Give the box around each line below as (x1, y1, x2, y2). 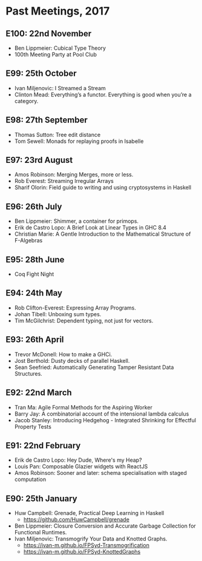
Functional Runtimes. (14, 529, 67, 536)
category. (14, 97, 39, 104)
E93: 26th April (5, 334, 64, 345)
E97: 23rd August (5, 155, 73, 165)
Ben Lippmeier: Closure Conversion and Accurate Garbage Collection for (14, 522, 196, 529)
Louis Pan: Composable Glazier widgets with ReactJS (14, 463, 148, 470)
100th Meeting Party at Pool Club (14, 51, 97, 58)
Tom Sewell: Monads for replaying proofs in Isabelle (14, 138, 144, 145)
